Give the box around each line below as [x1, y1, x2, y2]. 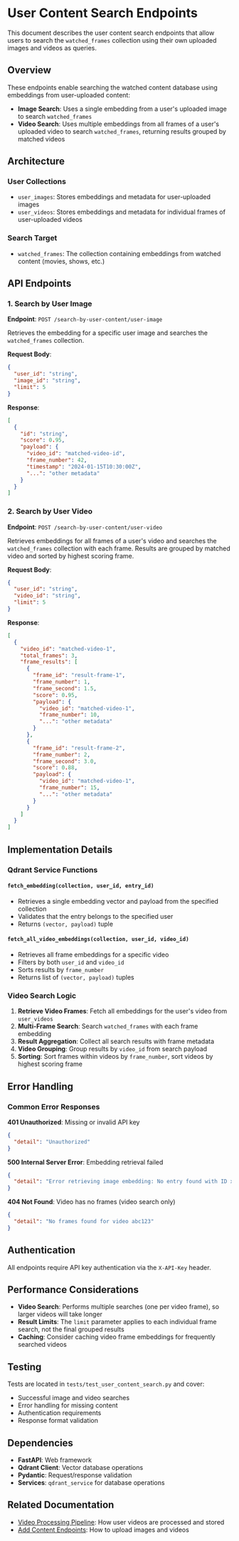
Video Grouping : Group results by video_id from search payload [17, 1045, 208, 1053]
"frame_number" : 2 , [33, 751, 91, 758]
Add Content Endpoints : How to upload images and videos [17, 1525, 190, 1534]
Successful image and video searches [17, 1394, 130, 1402]
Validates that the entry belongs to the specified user [17, 912, 174, 920]
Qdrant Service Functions [7, 865, 98, 875]
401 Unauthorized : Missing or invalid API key [7, 1118, 140, 1126]
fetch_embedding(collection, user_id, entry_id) [7, 883, 154, 890]
